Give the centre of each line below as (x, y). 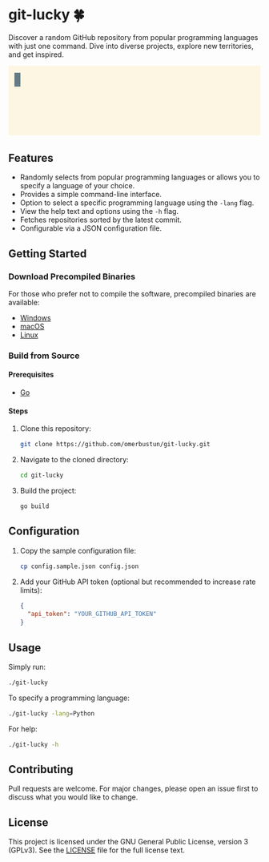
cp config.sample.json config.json (79, 566)
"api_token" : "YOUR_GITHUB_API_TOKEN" (92, 614)
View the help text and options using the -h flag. (99, 211)
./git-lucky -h (34, 744)
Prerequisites (31, 375)
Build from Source (44, 356)
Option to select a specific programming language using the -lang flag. (137, 203)
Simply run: (27, 667)
